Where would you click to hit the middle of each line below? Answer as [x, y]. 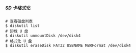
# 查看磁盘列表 [19, 21]
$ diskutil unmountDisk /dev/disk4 [43, 36]
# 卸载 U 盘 [17, 31]
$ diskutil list [22, 25]
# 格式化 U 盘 [19, 41]
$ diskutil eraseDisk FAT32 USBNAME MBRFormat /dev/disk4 [68, 45]
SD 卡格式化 [18, 8]
